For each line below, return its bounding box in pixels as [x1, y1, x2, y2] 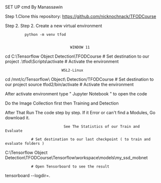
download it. [5, 115, 30, 121]
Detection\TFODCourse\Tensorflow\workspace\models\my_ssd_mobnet [5, 155, 148, 160]
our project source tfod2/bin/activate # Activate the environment [5, 82, 134, 87]
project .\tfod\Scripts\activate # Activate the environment [5, 59, 119, 64]
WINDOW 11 [70, 45, 90, 50]
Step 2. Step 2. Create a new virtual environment [5, 23, 102, 29]
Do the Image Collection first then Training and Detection [5, 100, 119, 106]
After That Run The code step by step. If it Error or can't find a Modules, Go [5, 110, 156, 115]
